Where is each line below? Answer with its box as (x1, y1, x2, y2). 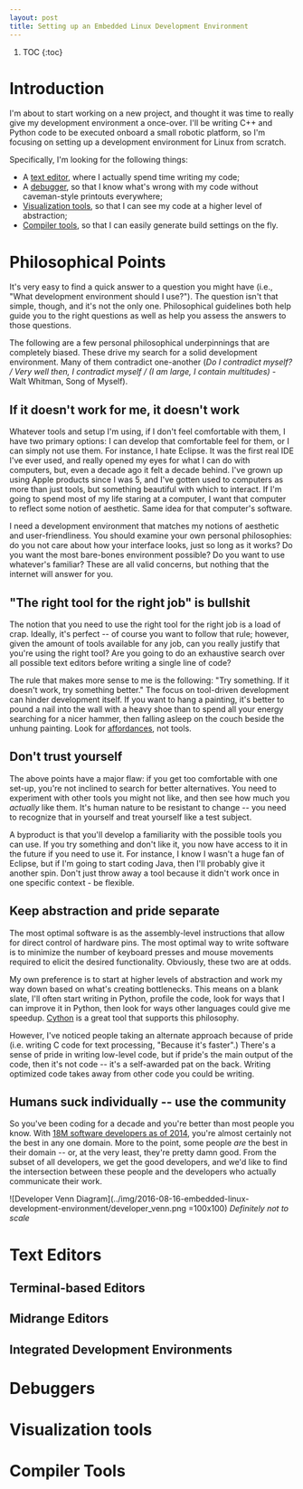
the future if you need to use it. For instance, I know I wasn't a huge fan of (9, 848, 285, 859)
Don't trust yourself (9, 749, 123, 764)
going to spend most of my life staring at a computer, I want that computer (9, 494, 287, 505)
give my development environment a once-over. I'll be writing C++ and (9, 118, 273, 128)
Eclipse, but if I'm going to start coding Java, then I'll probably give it (9, 858, 265, 868)
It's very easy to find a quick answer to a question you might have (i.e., (9, 281, 273, 292)
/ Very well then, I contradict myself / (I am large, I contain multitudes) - (9, 366, 277, 377)
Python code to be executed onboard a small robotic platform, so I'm (9, 128, 266, 138)
